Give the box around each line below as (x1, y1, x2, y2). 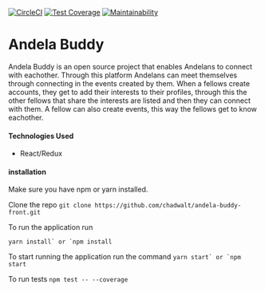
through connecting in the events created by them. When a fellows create (8, 78, 250, 88)
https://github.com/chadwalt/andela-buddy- (94, 202, 242, 210)
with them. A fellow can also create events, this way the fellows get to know (8, 104, 258, 113)
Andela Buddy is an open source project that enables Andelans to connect (8, 61, 253, 71)
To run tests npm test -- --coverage (8, 274, 129, 284)
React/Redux (19, 148, 62, 159)
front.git (8, 208, 42, 217)
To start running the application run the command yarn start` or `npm (8, 252, 242, 262)
